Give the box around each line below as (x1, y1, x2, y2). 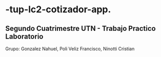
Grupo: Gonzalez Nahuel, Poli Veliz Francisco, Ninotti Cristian (5, 46, 135, 52)
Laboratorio (5, 32, 44, 41)
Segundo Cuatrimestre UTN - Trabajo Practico (5, 24, 156, 33)
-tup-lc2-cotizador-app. (5, 4, 111, 15)
